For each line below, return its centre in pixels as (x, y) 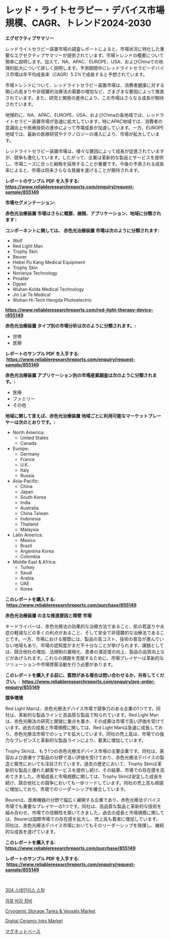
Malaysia (29, 529)
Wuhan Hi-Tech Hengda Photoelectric (52, 300)
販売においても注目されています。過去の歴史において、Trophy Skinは (86, 764)
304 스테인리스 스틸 (25, 890)
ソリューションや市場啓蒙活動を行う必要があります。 (60, 664)
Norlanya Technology (35, 273)
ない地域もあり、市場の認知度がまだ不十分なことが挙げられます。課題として (85, 645)
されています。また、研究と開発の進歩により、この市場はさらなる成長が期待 (85, 98)
